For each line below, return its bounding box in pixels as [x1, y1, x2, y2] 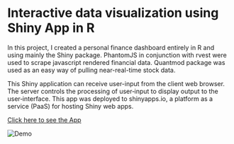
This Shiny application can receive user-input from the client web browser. [7, 79, 225, 88]
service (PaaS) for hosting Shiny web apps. [7, 102, 134, 110]
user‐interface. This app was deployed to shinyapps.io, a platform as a [7, 94, 213, 103]
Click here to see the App [7, 115, 82, 124]
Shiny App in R [7, 20, 95, 36]
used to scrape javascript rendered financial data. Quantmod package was [7, 58, 225, 66]
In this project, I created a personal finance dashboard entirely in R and [7, 43, 215, 52]
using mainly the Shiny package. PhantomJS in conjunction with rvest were [7, 51, 227, 59]
